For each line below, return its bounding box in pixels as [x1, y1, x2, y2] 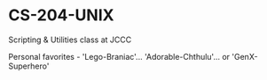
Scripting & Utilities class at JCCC [8, 34, 132, 45]
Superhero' [8, 61, 50, 71]
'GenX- [232, 51, 258, 62]
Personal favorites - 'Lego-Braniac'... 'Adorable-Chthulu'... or [8, 51, 231, 62]
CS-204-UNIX [8, 5, 114, 25]
